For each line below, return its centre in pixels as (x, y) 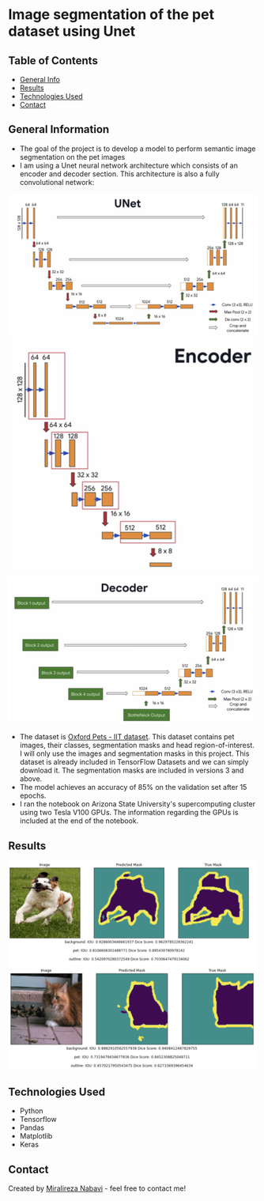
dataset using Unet (72, 31)
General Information (59, 129)
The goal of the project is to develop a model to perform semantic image (138, 149)
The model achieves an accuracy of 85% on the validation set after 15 (133, 787)
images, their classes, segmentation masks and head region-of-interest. (137, 746)
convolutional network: (57, 182)
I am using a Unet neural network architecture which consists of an (129, 165)
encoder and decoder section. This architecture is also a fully (119, 174)
